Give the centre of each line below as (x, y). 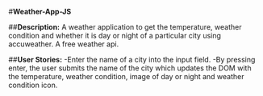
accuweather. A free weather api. (64, 44)
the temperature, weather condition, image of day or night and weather (126, 76)
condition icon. (33, 85)
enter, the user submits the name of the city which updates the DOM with (130, 68)
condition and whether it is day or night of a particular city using (115, 36)
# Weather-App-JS (40, 12)
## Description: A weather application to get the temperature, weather (125, 27)
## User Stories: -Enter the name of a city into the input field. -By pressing (132, 60)
